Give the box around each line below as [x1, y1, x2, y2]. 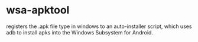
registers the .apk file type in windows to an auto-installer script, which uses [6, 23, 192, 30]
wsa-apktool [6, 3, 70, 17]
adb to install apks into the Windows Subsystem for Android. [6, 29, 154, 36]
